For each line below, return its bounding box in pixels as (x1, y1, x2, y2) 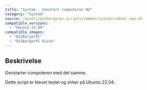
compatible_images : (5, 30, 45, 35)
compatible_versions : (5, 20, 49, 26)
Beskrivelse (5, 57, 42, 65)
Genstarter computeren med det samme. (5, 70, 87, 75)
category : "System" (5, 12, 45, 17)
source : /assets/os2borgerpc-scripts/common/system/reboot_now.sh (5, 16, 143, 21)
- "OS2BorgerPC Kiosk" (9, 39, 55, 44)
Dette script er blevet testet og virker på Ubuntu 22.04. (5, 79, 115, 85)
